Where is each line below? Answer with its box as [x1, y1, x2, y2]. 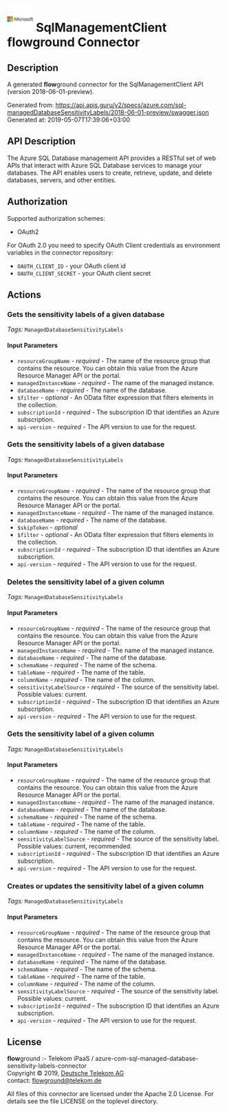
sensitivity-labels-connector [7, 1062, 87, 1070]
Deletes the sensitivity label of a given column [7, 577, 165, 587]
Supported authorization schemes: [7, 214, 105, 222]
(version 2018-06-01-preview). [7, 88, 94, 95]
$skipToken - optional [17, 523, 78, 531]
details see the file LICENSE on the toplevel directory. [7, 1097, 158, 1106]
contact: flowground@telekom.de [7, 1076, 102, 1085]
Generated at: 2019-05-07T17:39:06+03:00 [7, 116, 131, 124]
